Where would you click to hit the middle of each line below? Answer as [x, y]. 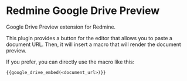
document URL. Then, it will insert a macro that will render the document [94, 44]
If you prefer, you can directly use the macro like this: [70, 62]
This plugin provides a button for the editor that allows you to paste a [89, 38]
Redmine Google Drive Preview [83, 11]
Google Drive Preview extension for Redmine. [61, 27]
